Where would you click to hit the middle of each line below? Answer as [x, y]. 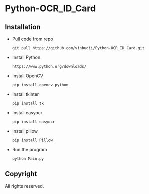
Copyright [21, 174]
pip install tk [28, 103]
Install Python [26, 57]
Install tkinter [26, 94]
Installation [23, 27]
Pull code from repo [33, 39]
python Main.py [28, 159]
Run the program [30, 150]
